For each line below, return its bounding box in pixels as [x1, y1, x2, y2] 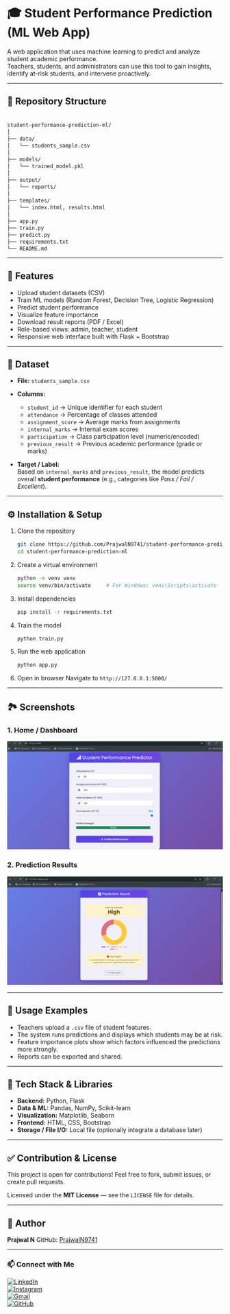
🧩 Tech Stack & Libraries [7, 1079, 113, 1090]
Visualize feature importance [16, 310, 99, 319]
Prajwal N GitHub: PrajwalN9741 [7, 1236, 98, 1244]
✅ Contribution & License [7, 1152, 117, 1164]
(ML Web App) [7, 25, 91, 41]
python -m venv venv [16, 575, 76, 581]
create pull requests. [7, 1178, 65, 1186]
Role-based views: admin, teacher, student [16, 325, 138, 333]
